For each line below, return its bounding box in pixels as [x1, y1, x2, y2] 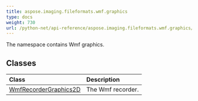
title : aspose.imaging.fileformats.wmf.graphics [6, 8, 128, 15]
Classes [6, 58, 37, 68]
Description [86, 76, 120, 84]
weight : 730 [6, 19, 35, 25]
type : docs [6, 14, 33, 20]
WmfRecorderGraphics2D [9, 86, 81, 94]
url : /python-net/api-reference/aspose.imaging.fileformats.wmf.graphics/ [6, 25, 194, 31]
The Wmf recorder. [86, 86, 139, 94]
